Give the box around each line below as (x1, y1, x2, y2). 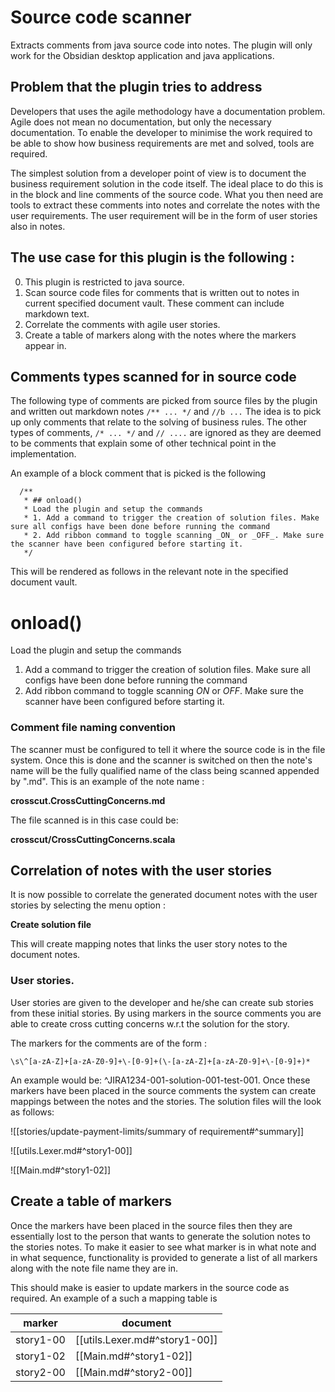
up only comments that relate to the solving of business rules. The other (10, 416, 307, 428)
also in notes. (10, 220, 66, 232)
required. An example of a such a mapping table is (10, 1292, 218, 1304)
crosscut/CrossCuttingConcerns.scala (10, 833, 176, 845)
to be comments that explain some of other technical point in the (10, 437, 277, 450)
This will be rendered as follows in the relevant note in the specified (10, 566, 289, 578)
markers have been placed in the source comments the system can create (10, 1084, 317, 1096)
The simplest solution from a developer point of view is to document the (10, 167, 307, 179)
